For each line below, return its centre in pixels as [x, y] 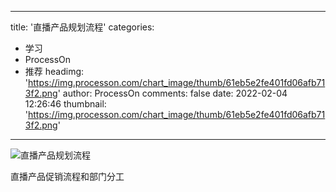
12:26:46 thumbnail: [65, 104]
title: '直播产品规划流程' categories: [82, 27]
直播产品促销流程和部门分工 [67, 176]
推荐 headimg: [54, 71]
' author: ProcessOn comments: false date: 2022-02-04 [172, 93]
